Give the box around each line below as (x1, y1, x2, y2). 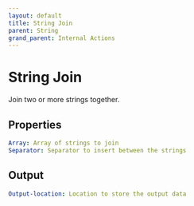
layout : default (8, 11, 62, 20)
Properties (8, 117, 62, 132)
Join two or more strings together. (8, 95, 120, 105)
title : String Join (8, 19, 73, 27)
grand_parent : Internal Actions (8, 34, 115, 42)
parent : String (8, 26, 59, 34)
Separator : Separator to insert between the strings (8, 146, 187, 154)
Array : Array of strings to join (8, 139, 119, 147)
